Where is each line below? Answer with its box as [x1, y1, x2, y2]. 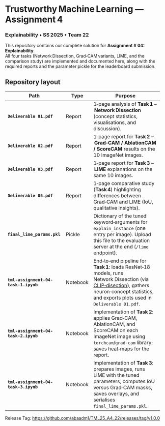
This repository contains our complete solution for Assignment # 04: [5, 43, 145, 49]
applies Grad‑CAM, [93, 315, 137, 322]
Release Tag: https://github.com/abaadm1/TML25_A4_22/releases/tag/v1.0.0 [5, 415, 160, 421]
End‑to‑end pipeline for [93, 257, 147, 264]
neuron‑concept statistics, [93, 288, 154, 295]
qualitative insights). [93, 205, 140, 212]
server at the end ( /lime [93, 243, 149, 250]
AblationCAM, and [93, 321, 136, 328]
